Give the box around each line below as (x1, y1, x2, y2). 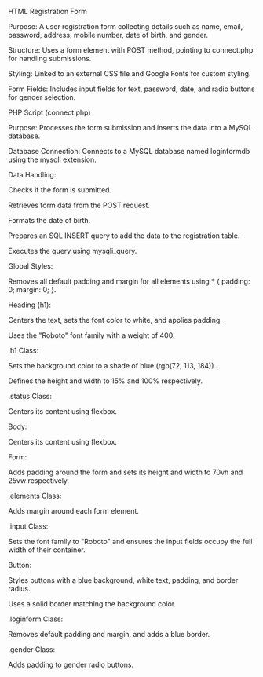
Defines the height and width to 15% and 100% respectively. (8, 376, 203, 386)
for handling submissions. (8, 54, 92, 63)
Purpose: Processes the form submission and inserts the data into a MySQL (8, 123, 253, 132)
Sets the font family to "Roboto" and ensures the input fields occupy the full (8, 537, 253, 546)
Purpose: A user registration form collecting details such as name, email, (8, 22, 243, 31)
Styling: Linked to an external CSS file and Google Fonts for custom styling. (8, 69, 251, 78)
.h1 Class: (8, 346, 39, 355)
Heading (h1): (8, 300, 51, 309)
